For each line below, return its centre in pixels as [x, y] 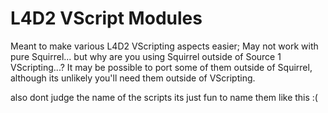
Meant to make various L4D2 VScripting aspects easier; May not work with [164, 46]
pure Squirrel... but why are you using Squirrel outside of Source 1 [146, 56]
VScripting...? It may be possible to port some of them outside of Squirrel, [161, 67]
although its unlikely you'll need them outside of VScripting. [133, 78]
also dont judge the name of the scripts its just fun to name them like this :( [164, 97]
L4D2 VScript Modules [106, 18]
